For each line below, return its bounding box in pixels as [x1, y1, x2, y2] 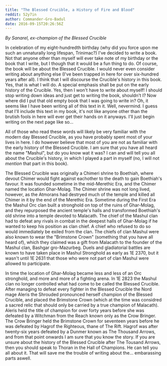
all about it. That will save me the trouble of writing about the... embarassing [5, 350, 162, 356]
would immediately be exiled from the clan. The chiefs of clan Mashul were [5, 228, 160, 235]
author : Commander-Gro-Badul [5, 16, 66, 21]
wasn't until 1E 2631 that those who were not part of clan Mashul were [5, 255, 149, 261]
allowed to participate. [5, 260, 51, 266]
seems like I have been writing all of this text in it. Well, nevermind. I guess [5, 103, 158, 109]
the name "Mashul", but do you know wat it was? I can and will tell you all [5, 150, 156, 156]
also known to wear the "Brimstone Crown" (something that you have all [5, 234, 154, 240]
